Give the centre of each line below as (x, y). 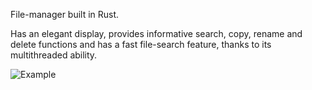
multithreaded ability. (54, 55)
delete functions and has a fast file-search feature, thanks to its (141, 44)
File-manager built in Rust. (65, 14)
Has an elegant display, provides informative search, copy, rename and (156, 33)
